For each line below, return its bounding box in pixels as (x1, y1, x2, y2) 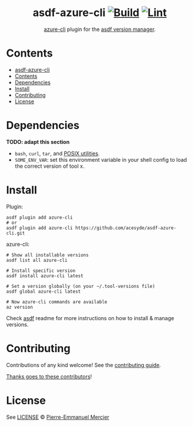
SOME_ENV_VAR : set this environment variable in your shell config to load (14, 156, 187, 163)
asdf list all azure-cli (6, 257, 68, 263)
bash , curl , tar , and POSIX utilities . (14, 149, 100, 157)
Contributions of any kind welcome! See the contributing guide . (6, 361, 162, 368)
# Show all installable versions (6, 252, 89, 258)
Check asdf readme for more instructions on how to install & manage (6, 314, 175, 321)
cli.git (6, 230, 26, 236)
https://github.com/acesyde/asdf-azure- (75, 225, 177, 231)
